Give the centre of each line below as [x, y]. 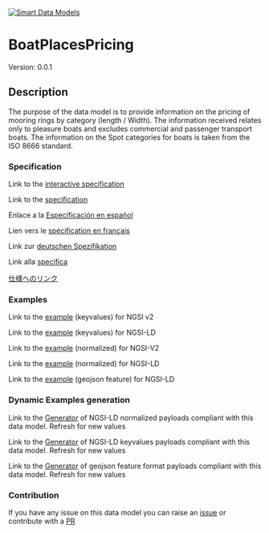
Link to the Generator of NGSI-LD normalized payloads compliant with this [131, 417]
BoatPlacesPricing [71, 45]
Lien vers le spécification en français [69, 231]
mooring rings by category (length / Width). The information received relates [135, 120]
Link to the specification [48, 200]
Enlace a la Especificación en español [71, 215]
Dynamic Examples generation [69, 400]
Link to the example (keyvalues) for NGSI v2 [81, 317]
